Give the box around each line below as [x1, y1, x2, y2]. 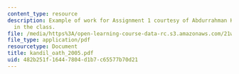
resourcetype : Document [7, 43, 78, 50]
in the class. [14, 23, 55, 30]
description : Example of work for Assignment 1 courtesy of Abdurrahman [7, 17, 228, 24]
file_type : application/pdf [7, 37, 91, 44]
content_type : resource [7, 10, 78, 18]
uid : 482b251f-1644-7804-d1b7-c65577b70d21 [7, 56, 139, 63]
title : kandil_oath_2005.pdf [7, 50, 94, 57]
